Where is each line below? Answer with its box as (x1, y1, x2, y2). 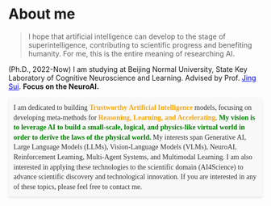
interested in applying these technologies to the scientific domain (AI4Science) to (13, 162, 244, 171)
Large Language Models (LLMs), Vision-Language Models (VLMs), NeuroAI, (13, 143, 237, 152)
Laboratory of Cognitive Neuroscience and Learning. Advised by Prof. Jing (8, 73, 256, 82)
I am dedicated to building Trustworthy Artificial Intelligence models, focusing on (13, 103, 252, 111)
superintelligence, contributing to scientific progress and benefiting (27, 40, 252, 49)
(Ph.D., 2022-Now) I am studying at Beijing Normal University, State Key (8, 64, 248, 74)
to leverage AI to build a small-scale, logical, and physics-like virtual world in (13, 123, 245, 132)
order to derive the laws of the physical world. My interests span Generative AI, (13, 132, 247, 141)
